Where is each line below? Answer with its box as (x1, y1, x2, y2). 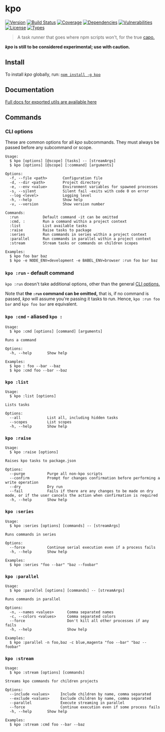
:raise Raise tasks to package (9, 228, 92, 233)
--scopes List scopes (9, 419, 72, 425)
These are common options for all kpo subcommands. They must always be (5, 139, 160, 145)
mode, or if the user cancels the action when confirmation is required (5, 493, 158, 498)
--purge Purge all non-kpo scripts (9, 471, 103, 476)
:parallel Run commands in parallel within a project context (9, 236, 152, 242)
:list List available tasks (9, 223, 87, 228)
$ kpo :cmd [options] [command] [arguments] (9, 329, 103, 334)
